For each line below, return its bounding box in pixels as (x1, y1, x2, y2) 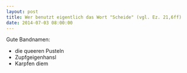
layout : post (6, 8, 39, 15)
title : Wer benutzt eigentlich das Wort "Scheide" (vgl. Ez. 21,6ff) (6, 14, 182, 20)
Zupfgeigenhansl (14, 54, 56, 61)
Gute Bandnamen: (6, 36, 50, 43)
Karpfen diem (14, 60, 49, 67)
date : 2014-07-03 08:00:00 (6, 20, 73, 26)
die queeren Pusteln (14, 47, 64, 55)
